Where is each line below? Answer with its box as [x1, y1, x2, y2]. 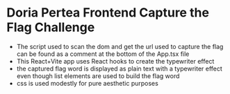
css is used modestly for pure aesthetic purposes [16, 79, 159, 87]
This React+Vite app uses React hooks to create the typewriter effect [16, 57, 215, 65]
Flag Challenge [6, 19, 95, 35]
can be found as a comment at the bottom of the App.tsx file [16, 50, 190, 58]
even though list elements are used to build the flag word [16, 71, 180, 80]
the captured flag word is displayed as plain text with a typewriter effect [16, 64, 223, 73]
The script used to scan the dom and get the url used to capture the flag [16, 42, 224, 50]
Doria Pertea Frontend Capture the [6, 5, 210, 21]
